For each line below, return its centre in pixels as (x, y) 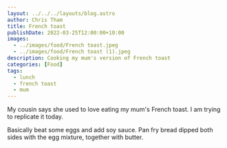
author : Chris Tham (35, 20)
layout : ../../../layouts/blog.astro (61, 13)
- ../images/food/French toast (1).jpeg (72, 52)
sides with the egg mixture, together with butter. (75, 137)
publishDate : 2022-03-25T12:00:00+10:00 (66, 33)
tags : (15, 71)
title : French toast (37, 26)
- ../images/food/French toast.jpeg (66, 45)
